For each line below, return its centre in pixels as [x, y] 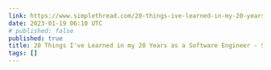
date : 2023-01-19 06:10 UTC [56, 23]
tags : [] [23, 53]
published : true [35, 38]
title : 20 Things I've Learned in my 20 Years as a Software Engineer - [133, 46]
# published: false [41, 31]
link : [17, 16]
